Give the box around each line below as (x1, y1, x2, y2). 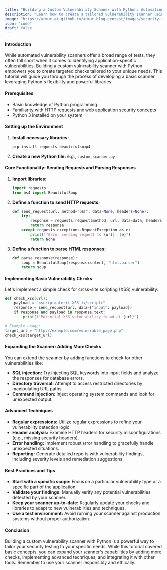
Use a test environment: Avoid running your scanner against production (12, 510, 161, 517)
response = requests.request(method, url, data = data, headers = (30, 218, 164, 223)
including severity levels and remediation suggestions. (12, 456, 124, 462)
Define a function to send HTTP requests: (12, 199, 100, 205)
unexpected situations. (12, 445, 60, 451)
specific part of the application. (12, 484, 77, 490)
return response (30, 223, 64, 228)
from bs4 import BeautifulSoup (12, 190, 78, 195)
